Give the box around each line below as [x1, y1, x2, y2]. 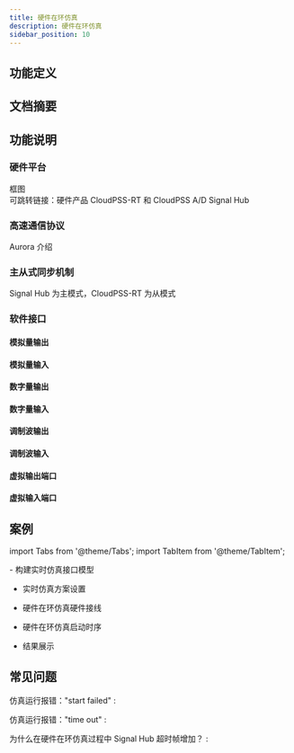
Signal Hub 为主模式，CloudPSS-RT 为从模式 [9, 288, 176, 299]
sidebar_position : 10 [9, 30, 91, 39]
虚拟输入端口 [9, 492, 57, 503]
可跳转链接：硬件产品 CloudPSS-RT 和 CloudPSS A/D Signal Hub [9, 194, 250, 205]
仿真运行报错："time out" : [9, 713, 107, 724]
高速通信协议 [9, 219, 66, 232]
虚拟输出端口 [9, 470, 57, 481]
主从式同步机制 [9, 266, 75, 279]
